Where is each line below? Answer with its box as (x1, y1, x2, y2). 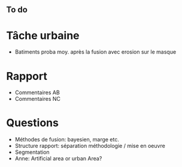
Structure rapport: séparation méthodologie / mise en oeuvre (14, 143, 166, 150)
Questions (6, 116, 59, 130)
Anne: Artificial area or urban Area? (14, 155, 102, 162)
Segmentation (14, 149, 50, 156)
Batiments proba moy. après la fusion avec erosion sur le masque (14, 48, 177, 55)
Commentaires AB (14, 89, 60, 96)
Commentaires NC (14, 95, 61, 103)
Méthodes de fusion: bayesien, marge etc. (14, 136, 120, 143)
